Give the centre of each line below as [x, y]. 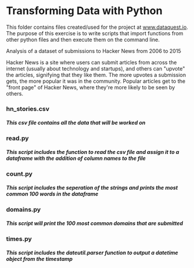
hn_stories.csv [28, 109]
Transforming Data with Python [84, 11]
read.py [18, 138]
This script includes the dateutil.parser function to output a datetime [92, 253]
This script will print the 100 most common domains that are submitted [95, 223]
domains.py [24, 209]
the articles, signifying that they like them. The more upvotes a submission [96, 75]
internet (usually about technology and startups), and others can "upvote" [96, 68]
